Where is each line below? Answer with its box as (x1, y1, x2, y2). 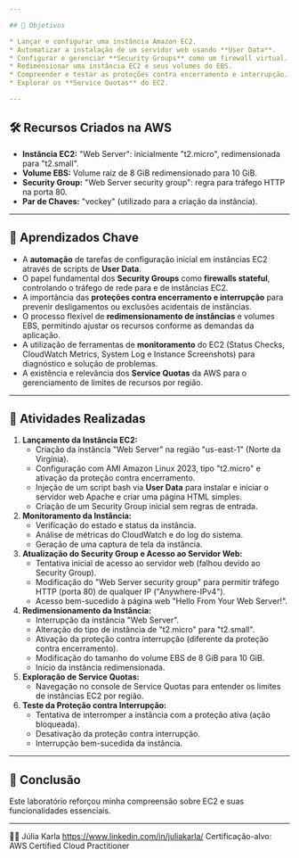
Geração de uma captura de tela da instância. (35, 539, 203, 549)
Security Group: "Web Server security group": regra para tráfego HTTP (21, 177, 286, 187)
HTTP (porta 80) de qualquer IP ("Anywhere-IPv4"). (35, 586, 226, 598)
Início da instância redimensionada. (35, 662, 166, 673)
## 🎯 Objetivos (9, 21, 66, 29)
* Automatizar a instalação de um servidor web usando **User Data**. (9, 45, 277, 54)
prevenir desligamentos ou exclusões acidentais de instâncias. (21, 301, 252, 312)
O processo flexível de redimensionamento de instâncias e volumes (21, 310, 276, 321)
